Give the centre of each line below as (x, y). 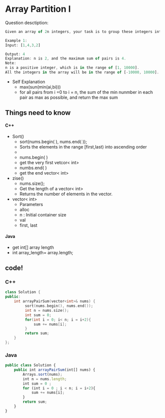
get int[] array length (33, 247)
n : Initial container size (43, 214)
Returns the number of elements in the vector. (66, 194)
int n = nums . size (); (47, 310)
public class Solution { (30, 365)
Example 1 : (16, 40)
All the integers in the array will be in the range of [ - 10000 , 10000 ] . (82, 72)
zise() (18, 178)
